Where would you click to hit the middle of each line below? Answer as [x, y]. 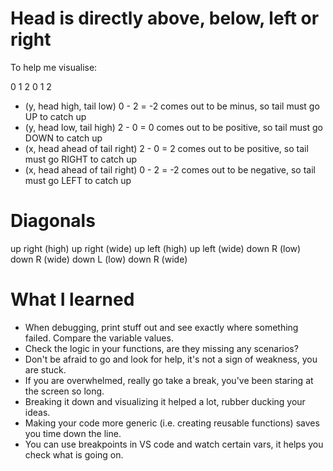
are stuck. [45, 369]
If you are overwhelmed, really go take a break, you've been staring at [169, 380]
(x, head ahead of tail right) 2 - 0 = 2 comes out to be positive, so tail [166, 148]
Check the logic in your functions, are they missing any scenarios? [161, 348]
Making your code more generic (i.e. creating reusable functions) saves [172, 423]
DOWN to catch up [63, 138]
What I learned [72, 299]
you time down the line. [73, 433]
